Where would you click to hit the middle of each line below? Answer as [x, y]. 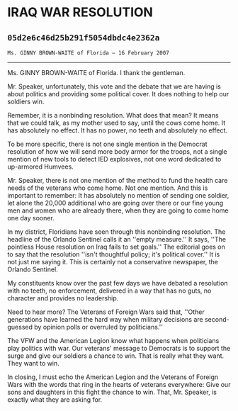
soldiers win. [26, 101]
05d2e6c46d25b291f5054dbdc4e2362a [84, 38]
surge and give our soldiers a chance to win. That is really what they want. [116, 356]
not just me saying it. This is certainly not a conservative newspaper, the [113, 262]
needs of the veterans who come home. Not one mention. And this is [108, 188]
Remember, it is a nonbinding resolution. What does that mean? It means [113, 115]
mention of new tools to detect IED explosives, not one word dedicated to [114, 159]
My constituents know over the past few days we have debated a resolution [118, 283]
